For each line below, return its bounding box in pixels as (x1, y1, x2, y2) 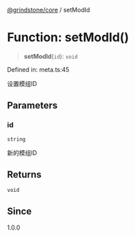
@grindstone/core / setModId (7, 6, 91, 14)
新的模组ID (7, 148, 37, 156)
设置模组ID (7, 79, 37, 87)
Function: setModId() (7, 30, 130, 45)
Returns (7, 169, 42, 180)
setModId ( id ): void (23, 52, 78, 60)
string (7, 136, 26, 143)
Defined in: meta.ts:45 (7, 65, 70, 74)
